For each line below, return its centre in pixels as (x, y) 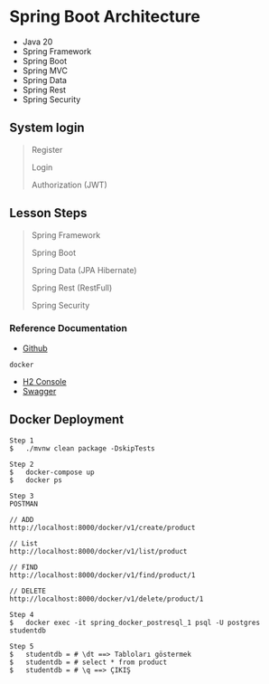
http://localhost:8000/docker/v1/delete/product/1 (107, 599)
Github (35, 348)
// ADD (22, 519)
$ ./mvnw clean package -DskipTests (82, 448)
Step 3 (22, 496)
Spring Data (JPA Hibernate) (84, 270)
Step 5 (22, 646)
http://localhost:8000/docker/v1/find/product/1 (102, 575)
